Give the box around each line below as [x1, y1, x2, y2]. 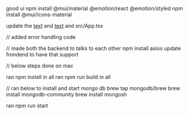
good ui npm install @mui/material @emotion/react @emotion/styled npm [6, 5, 183, 12]
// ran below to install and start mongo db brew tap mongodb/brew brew [6, 85, 180, 92]
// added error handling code [6, 34, 76, 40]
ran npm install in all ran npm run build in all [6, 74, 111, 80]
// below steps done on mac [6, 62, 74, 69]
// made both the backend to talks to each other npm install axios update [6, 45, 181, 52]
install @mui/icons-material [6, 11, 72, 18]
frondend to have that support [6, 51, 79, 57]
